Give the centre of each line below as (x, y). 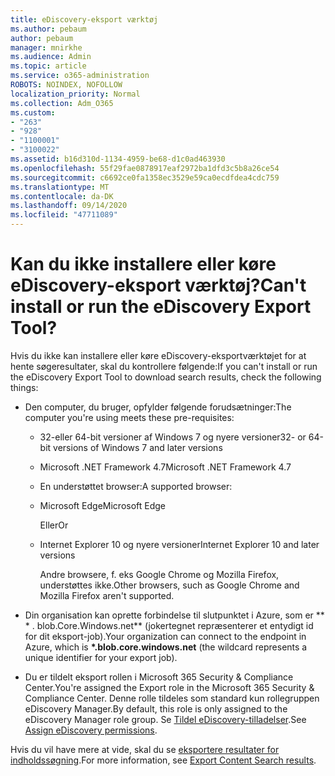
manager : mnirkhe (46, 47)
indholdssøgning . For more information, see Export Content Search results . (163, 760)
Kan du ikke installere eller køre (143, 264)
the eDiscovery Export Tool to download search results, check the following (166, 377)
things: (24, 387)
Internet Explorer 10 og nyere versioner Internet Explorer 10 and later (179, 544)
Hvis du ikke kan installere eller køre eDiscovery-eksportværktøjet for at (158, 355)
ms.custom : (33, 112)
